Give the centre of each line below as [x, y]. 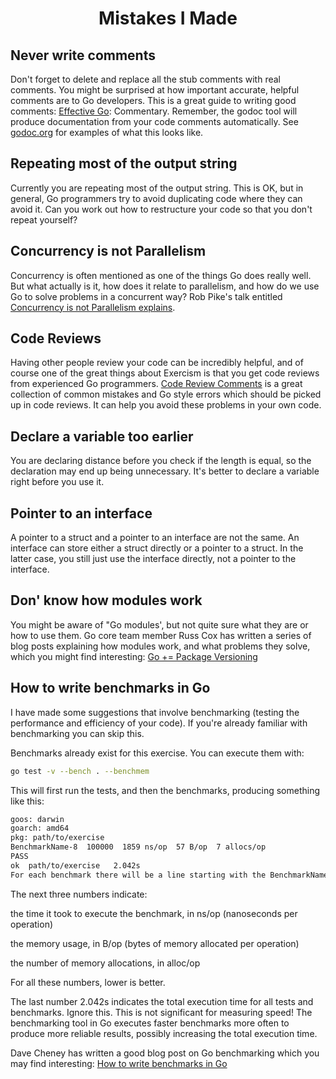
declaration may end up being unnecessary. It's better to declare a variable [165, 471]
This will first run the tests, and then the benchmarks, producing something [165, 790]
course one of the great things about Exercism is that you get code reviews [165, 373]
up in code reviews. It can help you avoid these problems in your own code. [166, 405]
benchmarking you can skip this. [77, 733]
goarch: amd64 [40, 828]
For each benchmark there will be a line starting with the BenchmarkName [169, 875]
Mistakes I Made [168, 18]
